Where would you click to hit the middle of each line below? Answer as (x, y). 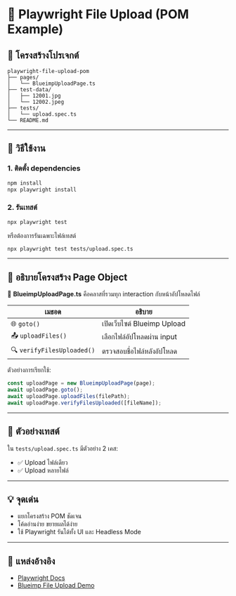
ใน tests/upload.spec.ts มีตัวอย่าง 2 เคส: (63, 448)
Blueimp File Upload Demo (56, 585)
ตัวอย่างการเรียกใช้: (29, 370)
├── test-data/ (29, 90)
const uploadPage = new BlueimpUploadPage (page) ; (81, 383)
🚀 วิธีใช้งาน (26, 148)
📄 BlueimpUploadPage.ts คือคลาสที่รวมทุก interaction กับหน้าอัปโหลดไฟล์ (104, 294)
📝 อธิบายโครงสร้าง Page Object (67, 277)
